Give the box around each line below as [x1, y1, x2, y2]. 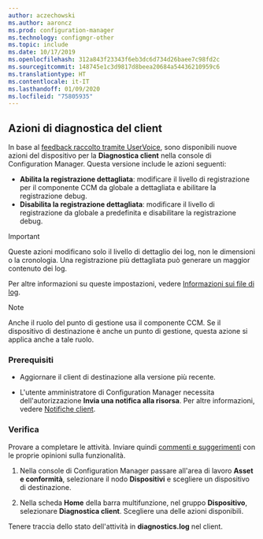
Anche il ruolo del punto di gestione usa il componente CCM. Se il [8, 318, 221, 328]
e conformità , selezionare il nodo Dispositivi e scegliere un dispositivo [19, 474, 250, 484]
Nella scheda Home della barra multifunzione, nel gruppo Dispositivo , [19, 498, 248, 507]
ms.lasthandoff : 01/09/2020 [8, 84, 101, 93]
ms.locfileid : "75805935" [8, 92, 93, 100]
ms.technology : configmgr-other [8, 33, 114, 42]
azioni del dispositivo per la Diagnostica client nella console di [8, 151, 212, 160]
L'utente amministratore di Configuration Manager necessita [19, 387, 215, 397]
